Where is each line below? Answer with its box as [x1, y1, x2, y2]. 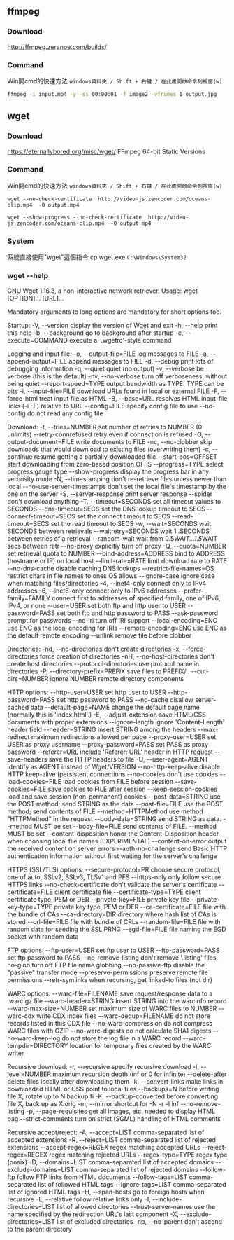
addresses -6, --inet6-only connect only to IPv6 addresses [7, 586, 177, 595]
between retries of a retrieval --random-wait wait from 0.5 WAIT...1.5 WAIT [7, 535, 218, 543]
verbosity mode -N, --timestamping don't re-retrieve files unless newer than [7, 475, 227, 483]
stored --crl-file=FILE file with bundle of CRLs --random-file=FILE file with [7, 918, 221, 926]
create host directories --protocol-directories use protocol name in [7, 660, 200, 668]
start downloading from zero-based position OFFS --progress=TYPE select [7, 460, 224, 469]
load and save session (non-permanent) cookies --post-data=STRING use [7, 792, 221, 801]
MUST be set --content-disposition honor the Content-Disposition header [7, 829, 219, 838]
